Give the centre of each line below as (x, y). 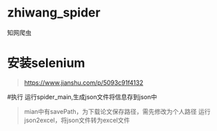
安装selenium (46, 63)
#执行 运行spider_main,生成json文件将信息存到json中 (82, 97)
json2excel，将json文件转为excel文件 (77, 120)
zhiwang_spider (54, 13)
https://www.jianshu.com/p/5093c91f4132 (83, 82)
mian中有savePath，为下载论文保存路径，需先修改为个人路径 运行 (117, 111)
